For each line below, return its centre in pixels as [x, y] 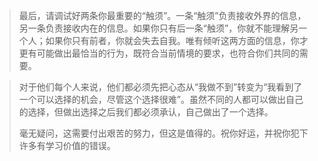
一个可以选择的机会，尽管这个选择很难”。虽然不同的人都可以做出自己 [161, 99]
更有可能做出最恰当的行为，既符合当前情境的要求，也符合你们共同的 [159, 53]
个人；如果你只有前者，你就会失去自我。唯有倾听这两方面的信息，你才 [163, 40]
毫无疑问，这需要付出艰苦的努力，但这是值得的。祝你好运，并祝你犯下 [163, 133]
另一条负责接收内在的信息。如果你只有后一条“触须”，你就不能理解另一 [163, 28]
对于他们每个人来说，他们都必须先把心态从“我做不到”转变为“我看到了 [160, 87]
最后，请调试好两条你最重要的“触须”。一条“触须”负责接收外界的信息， [162, 15]
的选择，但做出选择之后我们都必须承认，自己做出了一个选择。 [146, 112]
